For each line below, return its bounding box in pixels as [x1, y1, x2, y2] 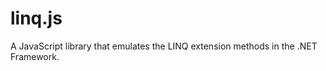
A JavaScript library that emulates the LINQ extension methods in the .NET [10, 40, 318, 52]
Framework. [10, 50, 60, 62]
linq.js [10, 7, 63, 30]
